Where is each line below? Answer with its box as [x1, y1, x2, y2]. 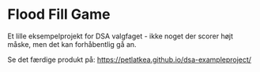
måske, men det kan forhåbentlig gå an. [7, 39, 137, 49]
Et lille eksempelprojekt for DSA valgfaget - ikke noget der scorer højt [7, 31, 234, 41]
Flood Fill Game [7, 5, 111, 23]
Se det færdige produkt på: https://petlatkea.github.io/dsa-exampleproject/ [7, 55, 252, 64]
